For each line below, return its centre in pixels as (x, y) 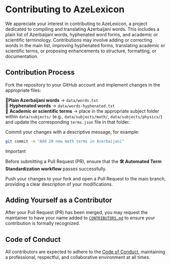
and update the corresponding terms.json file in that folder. (68, 122)
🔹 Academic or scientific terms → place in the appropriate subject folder (82, 111)
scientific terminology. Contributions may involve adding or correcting (79, 40)
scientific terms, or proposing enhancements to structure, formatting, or (81, 51)
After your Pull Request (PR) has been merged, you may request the (77, 212)
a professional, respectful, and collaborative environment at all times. (78, 257)
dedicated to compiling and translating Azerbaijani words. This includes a (82, 29)
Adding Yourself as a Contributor (59, 200)
